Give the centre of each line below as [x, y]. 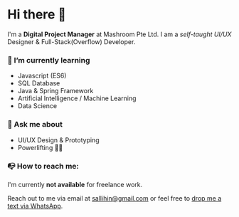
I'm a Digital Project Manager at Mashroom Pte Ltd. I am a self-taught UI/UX [119, 34]
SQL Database [39, 83]
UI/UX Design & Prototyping [58, 140]
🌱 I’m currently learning [49, 60]
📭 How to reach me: [43, 166]
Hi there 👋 [37, 15]
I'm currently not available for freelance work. [75, 184]
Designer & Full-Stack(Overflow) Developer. [71, 41]
